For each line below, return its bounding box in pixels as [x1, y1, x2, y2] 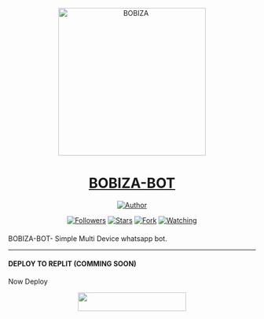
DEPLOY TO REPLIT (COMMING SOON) [8, 259, 137, 269]
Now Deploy [8, 276, 49, 286]
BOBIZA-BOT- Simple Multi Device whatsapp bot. [8, 233, 167, 243]
